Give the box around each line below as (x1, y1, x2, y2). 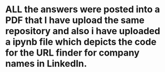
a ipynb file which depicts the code (5, 36, 157, 48)
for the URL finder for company (5, 47, 139, 59)
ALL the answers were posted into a (5, 4, 160, 15)
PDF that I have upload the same (5, 14, 145, 26)
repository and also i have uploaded (5, 26, 160, 37)
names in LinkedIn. (5, 58, 87, 69)
